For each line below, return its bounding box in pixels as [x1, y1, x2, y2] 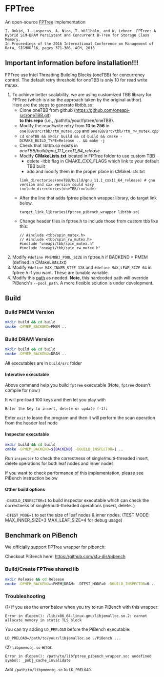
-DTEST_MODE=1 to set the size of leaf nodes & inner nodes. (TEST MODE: [5, 512, 150, 518]
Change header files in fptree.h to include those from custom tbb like [19, 218, 159, 224]
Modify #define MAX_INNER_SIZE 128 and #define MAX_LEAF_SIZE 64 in [12, 264, 152, 270]
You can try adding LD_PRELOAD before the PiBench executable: [5, 626, 131, 632]
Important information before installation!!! [5, 59, 139, 67]
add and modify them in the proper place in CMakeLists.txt [26, 168, 145, 174]
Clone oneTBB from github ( [19, 107, 76, 113]
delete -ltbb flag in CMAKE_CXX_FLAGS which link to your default [26, 158, 159, 164]
